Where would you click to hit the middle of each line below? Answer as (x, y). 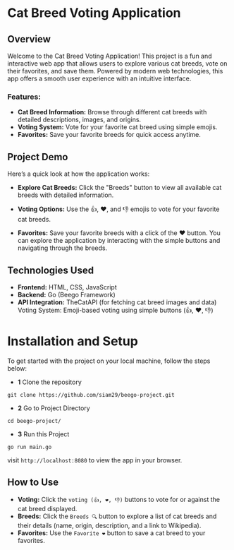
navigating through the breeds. (62, 248)
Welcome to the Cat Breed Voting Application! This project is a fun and (110, 56)
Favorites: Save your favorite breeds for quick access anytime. (109, 135)
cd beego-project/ (34, 421)
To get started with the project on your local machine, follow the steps (109, 361)
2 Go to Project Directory (54, 408)
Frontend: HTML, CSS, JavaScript (67, 287)
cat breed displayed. (47, 508)
